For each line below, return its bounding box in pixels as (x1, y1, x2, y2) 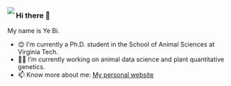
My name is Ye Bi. (7, 27, 60, 35)
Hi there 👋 (16, 11, 51, 20)
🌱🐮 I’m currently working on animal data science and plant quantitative (17, 55, 225, 63)
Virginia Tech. (17, 48, 58, 56)
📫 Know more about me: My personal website (17, 70, 154, 79)
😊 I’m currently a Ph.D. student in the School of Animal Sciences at (17, 40, 215, 49)
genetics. (17, 63, 45, 71)
